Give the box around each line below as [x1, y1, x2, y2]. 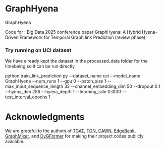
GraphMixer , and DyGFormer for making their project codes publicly [5, 133, 144, 139]
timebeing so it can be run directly [5, 63, 75, 70]
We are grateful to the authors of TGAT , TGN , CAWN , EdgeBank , [5, 128, 136, 134]
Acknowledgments [5, 111, 85, 123]
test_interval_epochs [5, 94, 48, 100]
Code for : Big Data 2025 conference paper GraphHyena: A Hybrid [5, 29, 141, 35]
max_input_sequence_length [5, 83, 63, 89]
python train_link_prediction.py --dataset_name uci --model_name [5, 73, 141, 79]
